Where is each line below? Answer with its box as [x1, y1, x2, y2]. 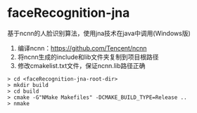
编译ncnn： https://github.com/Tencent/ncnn [17, 44, 147, 52]
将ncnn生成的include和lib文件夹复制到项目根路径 [17, 53, 160, 61]
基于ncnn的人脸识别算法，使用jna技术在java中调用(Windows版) [7, 29, 191, 37]
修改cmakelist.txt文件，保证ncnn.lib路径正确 [17, 61, 146, 69]
